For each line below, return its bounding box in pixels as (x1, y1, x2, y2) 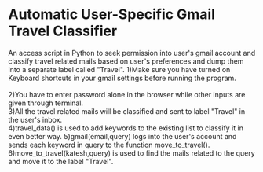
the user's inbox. (8, 115, 63, 124)
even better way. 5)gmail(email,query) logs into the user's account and (8, 131, 237, 141)
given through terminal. (8, 98, 84, 108)
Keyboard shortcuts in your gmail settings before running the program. (8, 73, 237, 82)
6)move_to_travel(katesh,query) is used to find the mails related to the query (8, 148, 255, 158)
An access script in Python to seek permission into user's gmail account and (8, 48, 256, 57)
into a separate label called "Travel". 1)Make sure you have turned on (8, 64, 231, 74)
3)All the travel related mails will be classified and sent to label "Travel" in (8, 106, 246, 115)
